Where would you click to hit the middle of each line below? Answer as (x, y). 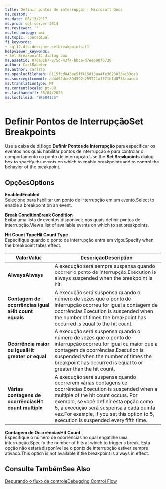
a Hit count (20, 311)
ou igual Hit (21, 350)
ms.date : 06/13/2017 (26, 19)
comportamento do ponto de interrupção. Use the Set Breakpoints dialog (80, 157)
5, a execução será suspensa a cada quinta (105, 408)
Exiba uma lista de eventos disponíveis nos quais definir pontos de (73, 220)
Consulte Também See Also (48, 469)
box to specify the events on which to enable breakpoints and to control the (82, 162)
